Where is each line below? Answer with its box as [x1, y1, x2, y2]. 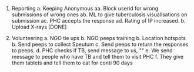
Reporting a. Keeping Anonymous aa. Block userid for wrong [11, 5, 159, 12]
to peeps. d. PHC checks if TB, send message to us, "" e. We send [11, 47, 173, 54]
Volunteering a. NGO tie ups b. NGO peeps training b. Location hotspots [11, 35, 186, 41]
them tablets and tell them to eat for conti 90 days [11, 59, 133, 66]
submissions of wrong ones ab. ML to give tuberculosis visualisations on [11, 11, 188, 18]
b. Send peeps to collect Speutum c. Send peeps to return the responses [11, 41, 189, 48]
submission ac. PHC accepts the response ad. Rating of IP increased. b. [11, 17, 186, 24]
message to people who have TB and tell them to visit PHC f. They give [11, 53, 184, 60]
